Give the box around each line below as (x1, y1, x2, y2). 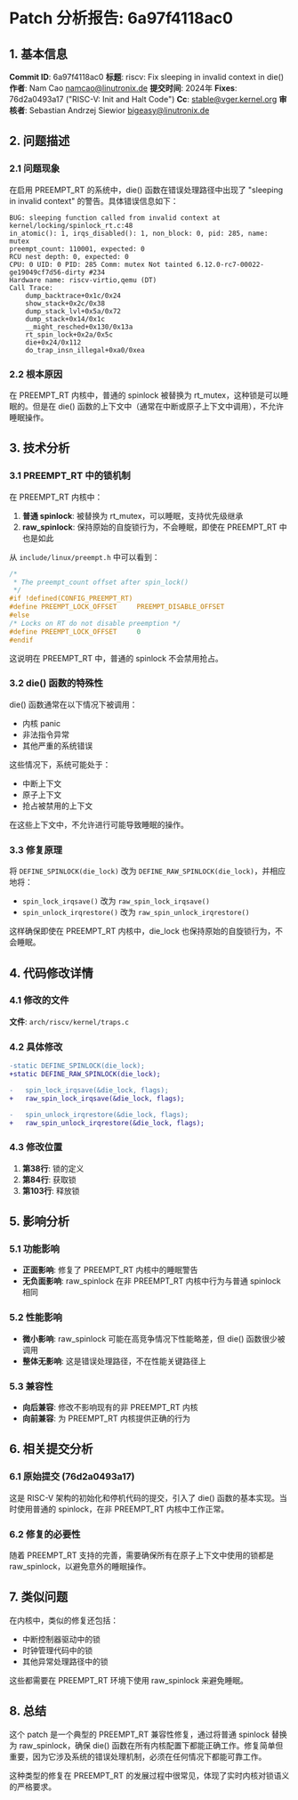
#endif (9, 636, 34, 645)
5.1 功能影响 (9, 1243, 60, 1255)
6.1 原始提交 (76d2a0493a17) (9, 1471, 135, 1483)
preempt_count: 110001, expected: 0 (9, 244, 145, 254)
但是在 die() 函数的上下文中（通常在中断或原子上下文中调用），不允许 (32, 401, 285, 411)
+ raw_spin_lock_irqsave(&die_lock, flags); (9, 1094, 185, 1103)
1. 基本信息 (9, 46, 68, 61)
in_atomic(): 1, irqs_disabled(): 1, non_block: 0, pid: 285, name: (9, 229, 269, 238)
